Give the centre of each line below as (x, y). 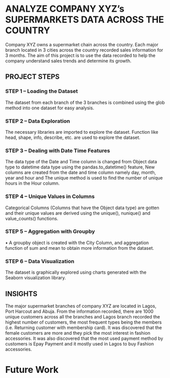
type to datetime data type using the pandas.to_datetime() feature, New (80, 167)
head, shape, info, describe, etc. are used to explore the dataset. (73, 137)
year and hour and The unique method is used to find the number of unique (84, 178)
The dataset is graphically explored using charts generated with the (76, 272)
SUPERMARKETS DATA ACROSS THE (84, 20)
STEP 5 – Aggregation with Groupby (50, 231)
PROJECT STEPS (32, 77)
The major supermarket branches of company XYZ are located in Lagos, (81, 306)
